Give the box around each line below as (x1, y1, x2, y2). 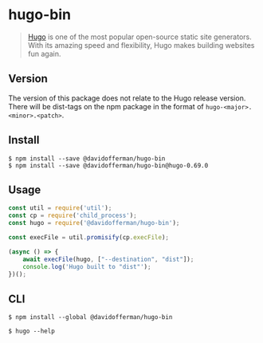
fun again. (27, 49, 61, 58)
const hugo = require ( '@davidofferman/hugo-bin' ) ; (8, 219, 180, 227)
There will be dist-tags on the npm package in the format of (8, 101, 205, 111)
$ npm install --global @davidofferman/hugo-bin (8, 313, 173, 321)
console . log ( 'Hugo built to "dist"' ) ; (22, 262, 151, 270)
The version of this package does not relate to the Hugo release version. (8, 93, 246, 103)
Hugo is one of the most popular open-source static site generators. (27, 32, 253, 41)
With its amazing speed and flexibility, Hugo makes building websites (27, 40, 255, 49)
